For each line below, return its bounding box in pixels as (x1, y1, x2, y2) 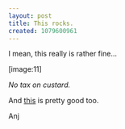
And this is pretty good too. (8, 96, 99, 106)
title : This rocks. (8, 19, 74, 27)
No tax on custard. (8, 80, 71, 89)
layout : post (8, 11, 52, 20)
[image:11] (8, 64, 42, 74)
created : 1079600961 (8, 27, 78, 35)
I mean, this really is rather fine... (8, 49, 117, 59)
